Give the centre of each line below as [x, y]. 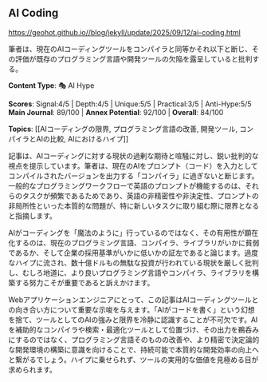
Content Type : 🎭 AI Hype [51, 85]
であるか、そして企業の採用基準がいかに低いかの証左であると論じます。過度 [133, 253]
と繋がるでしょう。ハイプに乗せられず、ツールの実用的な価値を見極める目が [133, 360]
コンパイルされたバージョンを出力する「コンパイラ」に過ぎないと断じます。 [133, 176]
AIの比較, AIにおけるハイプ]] [82, 138]
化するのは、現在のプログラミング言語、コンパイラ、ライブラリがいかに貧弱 [134, 242]
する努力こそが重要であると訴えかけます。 [84, 282]
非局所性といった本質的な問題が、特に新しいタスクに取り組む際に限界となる [134, 205]
